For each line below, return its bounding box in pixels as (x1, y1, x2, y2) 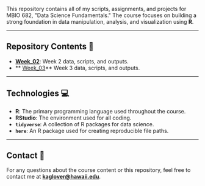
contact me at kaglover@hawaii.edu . (6, 173, 101, 181)
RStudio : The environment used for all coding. (15, 114, 132, 121)
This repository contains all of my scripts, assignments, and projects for (6, 5, 187, 12)
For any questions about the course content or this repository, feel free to (6, 166, 191, 174)
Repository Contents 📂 (6, 41, 95, 52)
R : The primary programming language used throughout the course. (15, 107, 186, 115)
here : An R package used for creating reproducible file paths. (15, 127, 169, 134)
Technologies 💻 (6, 88, 70, 99)
